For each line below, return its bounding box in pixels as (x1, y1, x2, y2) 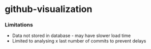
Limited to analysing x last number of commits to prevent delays (12, 38, 146, 44)
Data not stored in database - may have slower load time (12, 32, 131, 38)
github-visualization (5, 3, 93, 15)
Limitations (5, 21, 34, 28)
